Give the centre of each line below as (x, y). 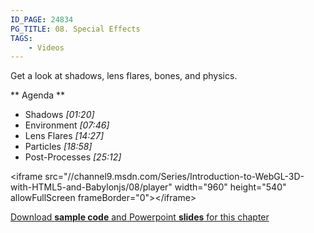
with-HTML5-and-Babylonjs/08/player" (91, 187)
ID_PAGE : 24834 (42, 19)
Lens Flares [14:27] (64, 136)
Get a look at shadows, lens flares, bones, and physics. (124, 76)
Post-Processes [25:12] (73, 157)
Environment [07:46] (67, 125)
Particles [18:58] (58, 147)
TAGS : (21, 38)
